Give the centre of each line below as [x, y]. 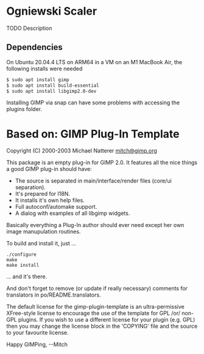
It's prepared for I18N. [42, 194]
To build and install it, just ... [41, 244]
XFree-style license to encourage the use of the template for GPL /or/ [93, 313]
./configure [21, 255]
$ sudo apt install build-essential [53, 85]
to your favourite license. [37, 333]
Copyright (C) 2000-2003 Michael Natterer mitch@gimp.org [82, 151]
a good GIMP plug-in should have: [49, 169]
